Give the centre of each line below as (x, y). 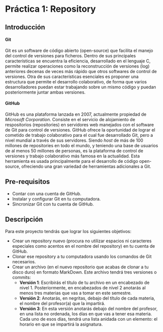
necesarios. (24, 261)
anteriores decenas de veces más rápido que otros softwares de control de (81, 71)
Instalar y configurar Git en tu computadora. (57, 199)
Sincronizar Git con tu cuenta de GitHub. (53, 204)
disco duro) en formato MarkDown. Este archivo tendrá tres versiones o (84, 272)
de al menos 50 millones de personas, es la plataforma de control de (74, 151)
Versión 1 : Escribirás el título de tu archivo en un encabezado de (84, 282)
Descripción (24, 219)
